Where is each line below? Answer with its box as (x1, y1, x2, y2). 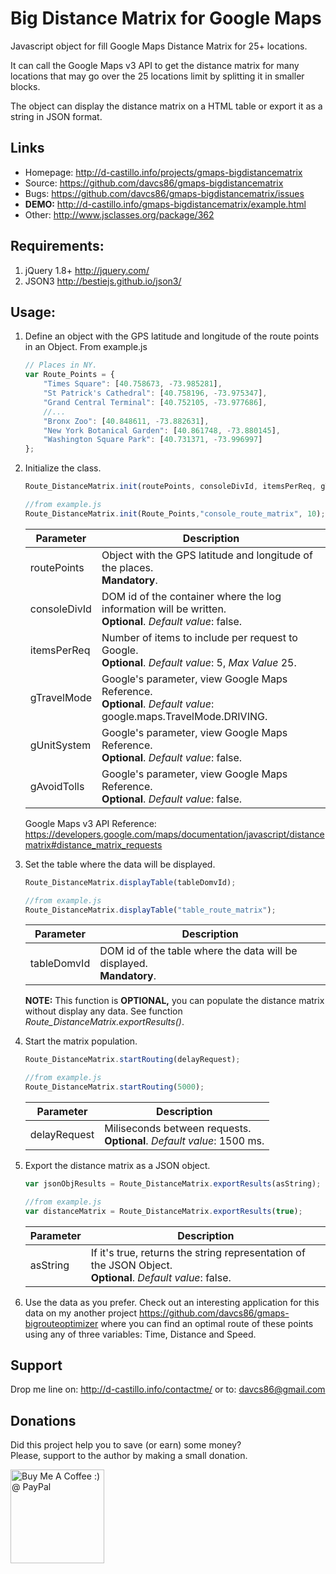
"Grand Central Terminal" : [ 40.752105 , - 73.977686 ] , (43, 397, 268, 407)
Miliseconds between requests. (104, 1122, 252, 1135)
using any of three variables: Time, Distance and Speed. (24, 1328, 257, 1340)
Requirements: (10, 238, 105, 255)
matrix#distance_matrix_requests (24, 838, 163, 851)
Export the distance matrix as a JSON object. (24, 1160, 211, 1171)
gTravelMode (29, 690, 93, 704)
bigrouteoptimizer (24, 1317, 99, 1329)
